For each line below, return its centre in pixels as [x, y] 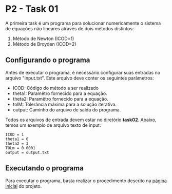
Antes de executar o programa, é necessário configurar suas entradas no [83, 72]
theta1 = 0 [17, 139]
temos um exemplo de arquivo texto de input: [53, 125]
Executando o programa [44, 168]
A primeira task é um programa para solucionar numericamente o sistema [83, 23]
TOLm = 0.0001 [21, 148]
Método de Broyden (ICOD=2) [44, 44]
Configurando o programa [48, 60]
